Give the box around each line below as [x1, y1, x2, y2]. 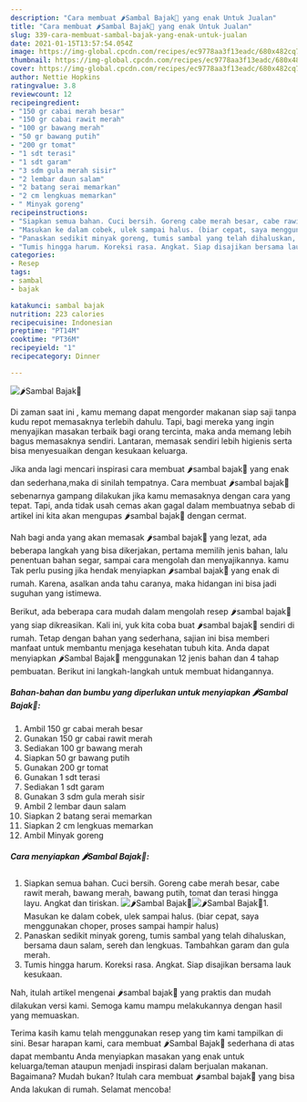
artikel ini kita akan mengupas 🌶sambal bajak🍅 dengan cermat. [10, 510, 247, 520]
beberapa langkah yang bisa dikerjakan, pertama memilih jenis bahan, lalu [10, 544, 288, 556]
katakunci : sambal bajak [10, 301, 105, 310]
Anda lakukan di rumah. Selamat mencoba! [10, 1084, 171, 1095]
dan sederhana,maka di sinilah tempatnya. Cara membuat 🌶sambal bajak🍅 [10, 477, 290, 488]
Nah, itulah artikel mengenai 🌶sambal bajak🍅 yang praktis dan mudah [10, 986, 271, 998]
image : [10, 47, 36, 57]
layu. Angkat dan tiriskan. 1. [23, 897, 270, 908]
